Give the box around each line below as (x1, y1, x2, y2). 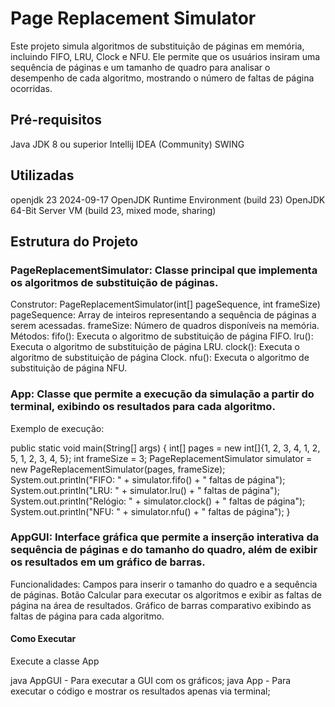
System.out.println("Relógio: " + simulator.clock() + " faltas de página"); (10, 495, 306, 507)
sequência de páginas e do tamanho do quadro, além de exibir (10, 543, 318, 557)
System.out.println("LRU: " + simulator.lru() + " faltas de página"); (10, 484, 280, 496)
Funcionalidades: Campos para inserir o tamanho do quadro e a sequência (10, 578, 318, 590)
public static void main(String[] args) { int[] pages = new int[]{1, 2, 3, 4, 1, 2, (10, 442, 321, 454)
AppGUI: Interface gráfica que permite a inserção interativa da (10, 530, 320, 544)
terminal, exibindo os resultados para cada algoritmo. (10, 400, 276, 414)
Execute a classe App (10, 655, 100, 667)
